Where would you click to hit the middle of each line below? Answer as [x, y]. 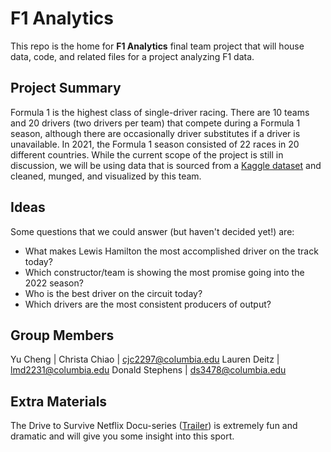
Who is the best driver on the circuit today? [113, 293]
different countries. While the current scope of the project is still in [147, 154]
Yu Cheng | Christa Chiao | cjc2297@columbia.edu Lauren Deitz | [145, 359]
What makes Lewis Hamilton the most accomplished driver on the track [171, 251]
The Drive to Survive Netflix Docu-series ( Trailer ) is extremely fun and [154, 426]
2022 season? [54, 283]
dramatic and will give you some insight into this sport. [122, 436]
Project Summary [66, 88]
